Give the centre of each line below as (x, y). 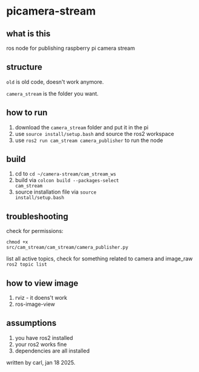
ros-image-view (35, 304)
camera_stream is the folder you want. (52, 93)
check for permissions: (35, 231)
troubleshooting (37, 216)
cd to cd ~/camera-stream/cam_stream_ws (66, 174)
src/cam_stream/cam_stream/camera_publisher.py (67, 248)
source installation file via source (56, 192)
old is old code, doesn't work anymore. (55, 82)
